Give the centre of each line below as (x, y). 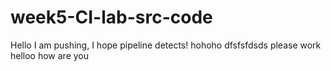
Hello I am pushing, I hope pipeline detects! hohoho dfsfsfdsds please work (166, 45)
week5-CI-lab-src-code (111, 17)
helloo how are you (50, 55)
